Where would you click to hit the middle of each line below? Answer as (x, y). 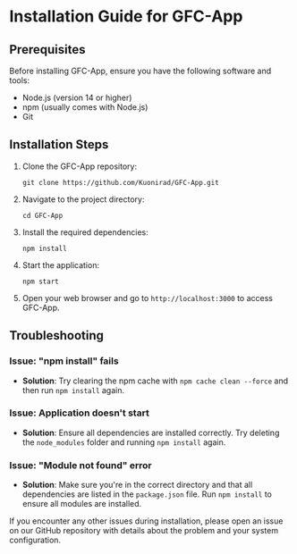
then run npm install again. (73, 390)
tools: (20, 80)
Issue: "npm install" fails (64, 361)
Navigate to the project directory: (83, 199)
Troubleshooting (57, 336)
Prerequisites (47, 50)
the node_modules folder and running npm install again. (124, 442)
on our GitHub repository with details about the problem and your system (144, 531)
